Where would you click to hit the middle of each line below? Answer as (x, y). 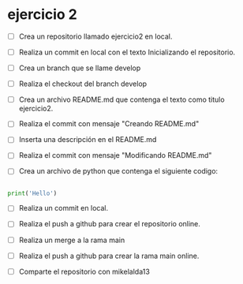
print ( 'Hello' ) (32, 193)
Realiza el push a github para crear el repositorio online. (109, 224)
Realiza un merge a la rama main (72, 240)
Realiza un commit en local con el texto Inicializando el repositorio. (127, 52)
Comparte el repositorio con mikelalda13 (84, 271)
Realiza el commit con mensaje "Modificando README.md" (115, 155)
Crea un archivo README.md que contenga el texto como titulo (122, 99)
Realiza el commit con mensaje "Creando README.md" (109, 124)
